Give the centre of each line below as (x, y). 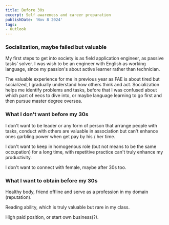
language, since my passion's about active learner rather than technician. (83, 69)
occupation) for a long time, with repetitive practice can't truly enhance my (84, 152)
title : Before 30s (25, 10)
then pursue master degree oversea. (44, 101)
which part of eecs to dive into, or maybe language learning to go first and (84, 96)
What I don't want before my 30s (47, 115)
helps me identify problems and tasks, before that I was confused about (81, 90)
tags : (11, 24)
